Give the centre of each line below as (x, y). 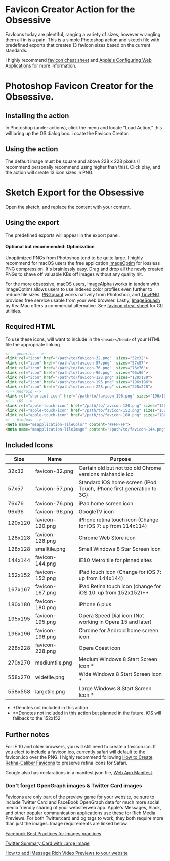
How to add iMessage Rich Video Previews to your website (67, 853)
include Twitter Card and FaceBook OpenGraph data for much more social (82, 802)
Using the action (32, 149)
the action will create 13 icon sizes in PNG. (49, 172)
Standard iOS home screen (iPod (118, 482)
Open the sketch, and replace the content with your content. (68, 207)
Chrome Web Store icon (107, 538)
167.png (46, 593)
